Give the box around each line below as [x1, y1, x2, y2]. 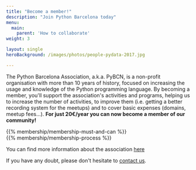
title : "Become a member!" [6, 8, 72, 15]
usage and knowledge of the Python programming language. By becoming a [6, 86, 190, 93]
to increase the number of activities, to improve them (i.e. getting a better [6, 98, 183, 105]
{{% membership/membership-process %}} [6, 134, 112, 141]
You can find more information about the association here [6, 145, 145, 152]
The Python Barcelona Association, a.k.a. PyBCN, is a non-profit [6, 73, 161, 80]
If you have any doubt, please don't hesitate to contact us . [6, 157, 146, 164]
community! [6, 117, 37, 124]
